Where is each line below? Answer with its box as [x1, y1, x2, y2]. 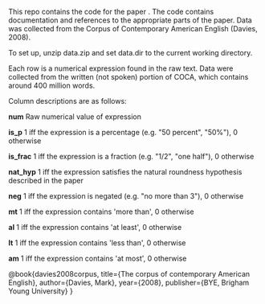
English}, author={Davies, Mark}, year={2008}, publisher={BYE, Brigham [8, 277, 250, 287]
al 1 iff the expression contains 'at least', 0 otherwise [8, 223, 182, 232]
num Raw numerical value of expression [8, 112, 142, 121]
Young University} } [8, 286, 74, 296]
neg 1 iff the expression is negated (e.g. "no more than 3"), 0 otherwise [8, 191, 244, 200]
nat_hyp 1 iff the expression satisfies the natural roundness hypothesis [8, 167, 243, 176]
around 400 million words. [8, 80, 96, 90]
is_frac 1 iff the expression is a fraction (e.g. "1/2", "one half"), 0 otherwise [8, 152, 255, 161]
